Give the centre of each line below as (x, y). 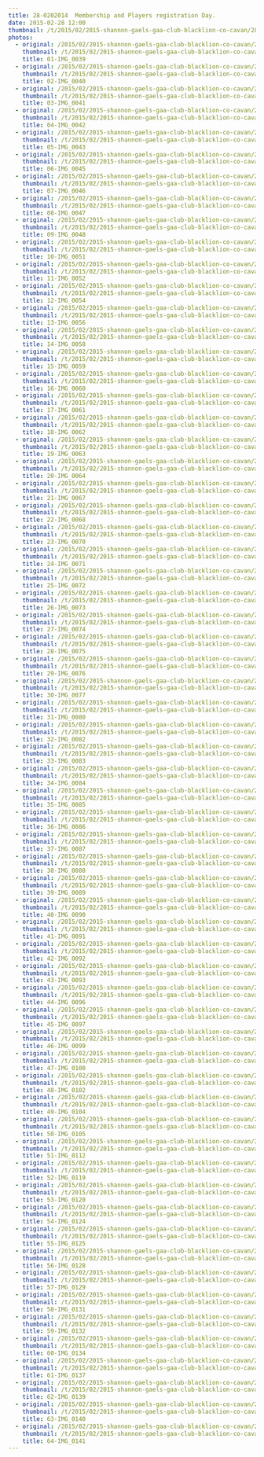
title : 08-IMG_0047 (54, 213)
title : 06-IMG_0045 (54, 169)
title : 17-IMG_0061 (54, 410)
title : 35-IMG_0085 (54, 805)
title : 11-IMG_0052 (54, 279)
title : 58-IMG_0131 (54, 1309)
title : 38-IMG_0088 (54, 871)
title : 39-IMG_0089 (54, 892)
